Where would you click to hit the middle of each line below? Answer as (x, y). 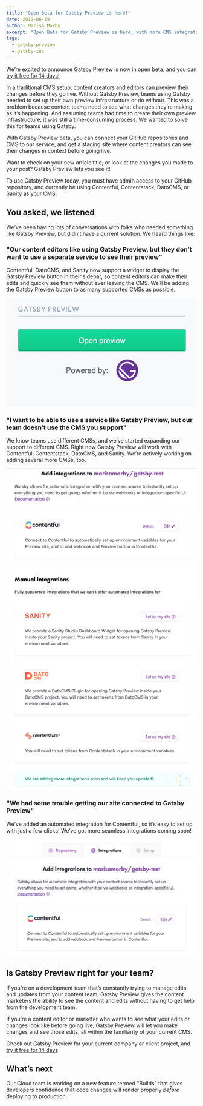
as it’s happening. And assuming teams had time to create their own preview (101, 113)
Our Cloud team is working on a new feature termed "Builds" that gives (95, 1084)
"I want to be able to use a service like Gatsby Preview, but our (99, 420)
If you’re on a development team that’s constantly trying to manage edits (96, 988)
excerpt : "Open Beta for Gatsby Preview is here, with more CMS (89, 32)
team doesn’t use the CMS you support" (66, 427)
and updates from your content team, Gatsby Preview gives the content (95, 994)
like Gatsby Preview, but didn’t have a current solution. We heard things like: (101, 233)
